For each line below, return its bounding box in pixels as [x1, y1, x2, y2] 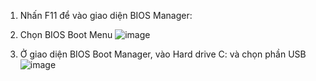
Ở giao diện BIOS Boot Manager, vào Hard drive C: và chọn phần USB [19, 48, 307, 60]
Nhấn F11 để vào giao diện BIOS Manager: [19, 10, 193, 21]
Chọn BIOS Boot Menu [19, 29, 113, 40]
